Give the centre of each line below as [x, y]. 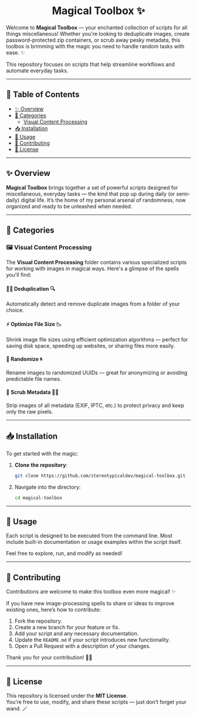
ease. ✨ [16, 52]
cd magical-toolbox [38, 498]
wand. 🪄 [17, 709]
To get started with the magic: [42, 453]
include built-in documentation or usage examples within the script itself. [94, 542]
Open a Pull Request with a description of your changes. [83, 646]
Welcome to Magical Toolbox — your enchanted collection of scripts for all [97, 27]
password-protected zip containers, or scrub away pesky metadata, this [93, 40]
